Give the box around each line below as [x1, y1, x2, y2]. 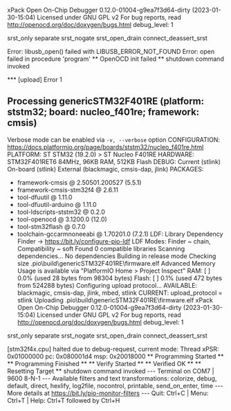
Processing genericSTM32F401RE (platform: [7, 95, 205, 107]
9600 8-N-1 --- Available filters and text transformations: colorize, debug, [7, 374, 217, 383]
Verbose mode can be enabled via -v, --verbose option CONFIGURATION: [7, 135, 220, 144]
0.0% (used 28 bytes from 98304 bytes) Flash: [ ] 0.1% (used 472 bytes [17, 273, 223, 282]
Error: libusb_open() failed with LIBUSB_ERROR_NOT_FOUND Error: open [7, 48, 215, 55]
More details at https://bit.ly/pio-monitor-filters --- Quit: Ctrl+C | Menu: [7, 389, 209, 397]
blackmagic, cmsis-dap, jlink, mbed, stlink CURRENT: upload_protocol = [17, 289, 223, 297]
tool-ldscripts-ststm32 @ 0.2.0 [17, 208, 106, 216]
